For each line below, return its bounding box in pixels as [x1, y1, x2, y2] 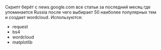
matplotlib [12, 39, 33, 45]
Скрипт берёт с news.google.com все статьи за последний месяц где [5, 4, 151, 10]
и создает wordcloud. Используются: [5, 15, 82, 20]
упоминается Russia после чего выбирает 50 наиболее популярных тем [5, 9, 157, 15]
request [12, 24, 28, 30]
